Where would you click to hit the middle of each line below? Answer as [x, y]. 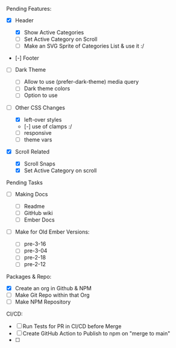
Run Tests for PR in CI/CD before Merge [72, 326]
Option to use [41, 95]
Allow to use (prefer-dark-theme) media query [81, 82]
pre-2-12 [35, 264]
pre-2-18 [35, 258]
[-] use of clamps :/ [48, 126]
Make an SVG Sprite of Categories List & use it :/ [84, 46]
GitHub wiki [38, 213]
